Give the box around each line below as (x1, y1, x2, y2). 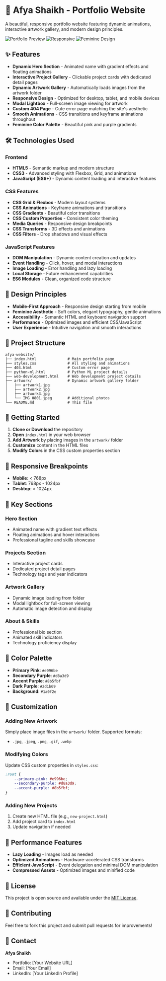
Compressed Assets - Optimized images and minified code (12, 867, 135, 873)
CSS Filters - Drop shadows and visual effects (12, 231, 108, 237)
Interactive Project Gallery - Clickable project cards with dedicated (12, 74, 151, 80)
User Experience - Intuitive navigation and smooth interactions (12, 324, 142, 330)
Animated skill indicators (12, 634, 63, 640)
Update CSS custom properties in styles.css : (5, 762, 98, 768)
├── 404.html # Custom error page (5, 365, 110, 370)
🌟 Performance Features (5, 838, 83, 846)
